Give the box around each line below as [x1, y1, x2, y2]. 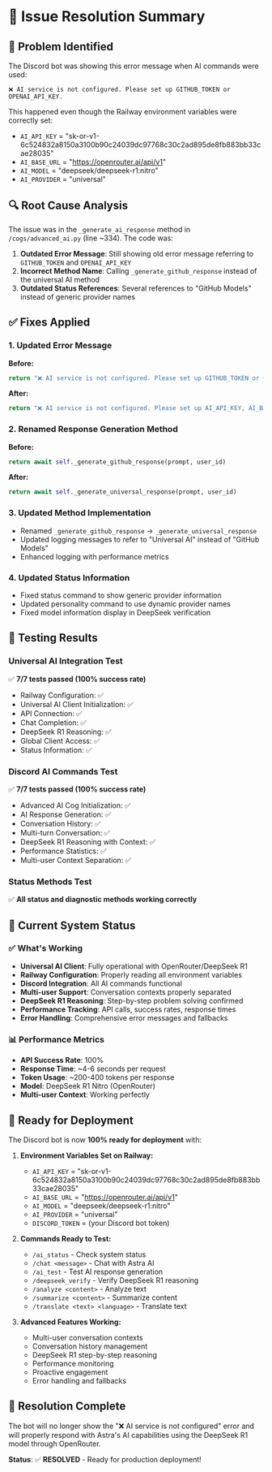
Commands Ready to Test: [19, 1233, 112, 1243]
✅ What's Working [8, 943, 83, 954]
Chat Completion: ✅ [19, 718, 87, 727]
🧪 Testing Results [8, 631, 99, 645]
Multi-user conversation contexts [32, 1332, 143, 1342]
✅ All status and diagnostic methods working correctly [8, 895, 198, 904]
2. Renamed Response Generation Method [8, 424, 178, 435]
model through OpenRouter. [8, 1439, 101, 1448]
